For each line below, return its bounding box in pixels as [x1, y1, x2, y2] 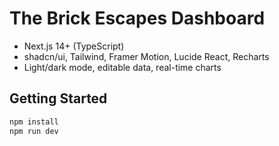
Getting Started [9, 90, 108, 107]
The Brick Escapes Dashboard [9, 7, 266, 30]
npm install [9, 117, 59, 127]
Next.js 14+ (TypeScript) [23, 40, 125, 52]
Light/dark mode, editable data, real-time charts [23, 61, 222, 73]
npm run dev [9, 126, 59, 136]
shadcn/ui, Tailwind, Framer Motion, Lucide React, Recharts [23, 50, 270, 62]
